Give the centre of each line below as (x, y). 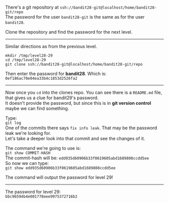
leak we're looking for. (28, 133)
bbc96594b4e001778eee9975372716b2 (41, 196)
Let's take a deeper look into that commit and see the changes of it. (75, 138)
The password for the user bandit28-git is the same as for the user (75, 17)
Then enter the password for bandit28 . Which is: (56, 74)
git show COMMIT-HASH (28, 153)
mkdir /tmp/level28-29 (29, 56)
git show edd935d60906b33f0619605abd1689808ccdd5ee (60, 168)
